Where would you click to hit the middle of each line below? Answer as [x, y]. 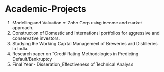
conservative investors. [36, 38]
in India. [20, 48]
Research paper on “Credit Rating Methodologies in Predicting [75, 54]
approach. [23, 27]
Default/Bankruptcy [32, 59]
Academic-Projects [46, 9]
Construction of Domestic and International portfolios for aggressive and [86, 33]
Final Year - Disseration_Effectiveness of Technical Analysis [73, 64]
